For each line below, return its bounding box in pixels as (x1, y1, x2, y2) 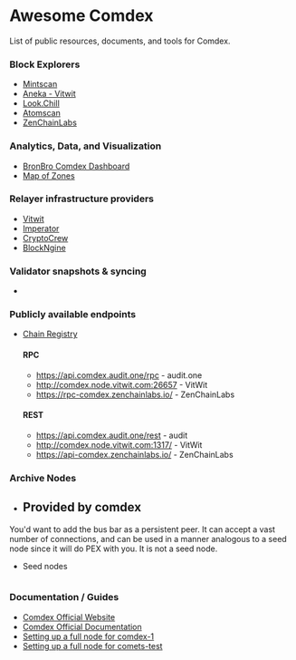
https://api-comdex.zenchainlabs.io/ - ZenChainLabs (35, 449, 234, 460)
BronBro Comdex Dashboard (22, 160, 130, 171)
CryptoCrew (22, 232, 69, 243)
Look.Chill (22, 98, 61, 109)
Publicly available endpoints (9, 308, 137, 321)
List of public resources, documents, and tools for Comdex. (9, 35, 231, 46)
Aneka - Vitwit (22, 88, 77, 100)
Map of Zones (22, 170, 75, 181)
